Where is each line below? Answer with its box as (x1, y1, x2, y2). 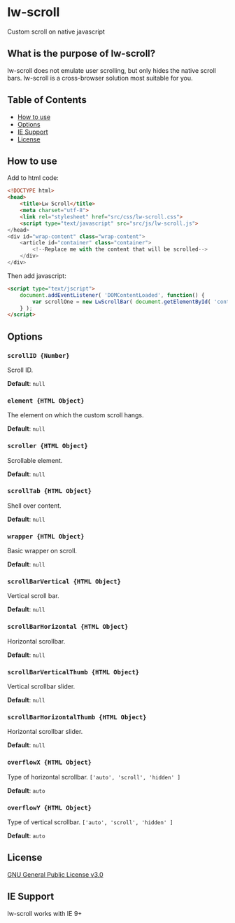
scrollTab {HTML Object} (7, 487, 92, 495)
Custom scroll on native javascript (7, 27, 105, 36)
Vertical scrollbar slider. (7, 682, 76, 690)
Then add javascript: (7, 271, 66, 280)
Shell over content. (7, 501, 62, 510)
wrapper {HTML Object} (7, 532, 85, 540)
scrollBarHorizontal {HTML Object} (7, 623, 129, 631)
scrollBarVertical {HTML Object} (7, 578, 121, 585)
